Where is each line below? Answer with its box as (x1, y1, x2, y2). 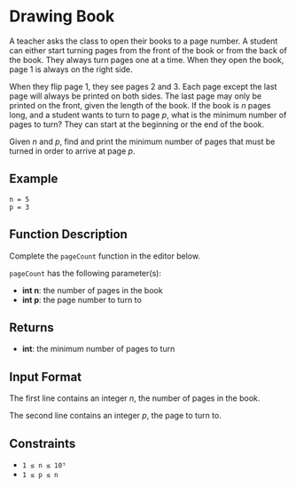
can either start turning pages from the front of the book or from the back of (9, 44, 288, 55)
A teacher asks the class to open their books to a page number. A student (9, 36, 278, 46)
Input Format (9, 369, 82, 384)
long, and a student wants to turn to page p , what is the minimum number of (9, 109, 287, 120)
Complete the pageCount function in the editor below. (9, 251, 201, 261)
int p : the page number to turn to (21, 294, 142, 305)
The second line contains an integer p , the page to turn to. (9, 411, 222, 421)
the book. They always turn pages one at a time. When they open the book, (9, 54, 284, 65)
